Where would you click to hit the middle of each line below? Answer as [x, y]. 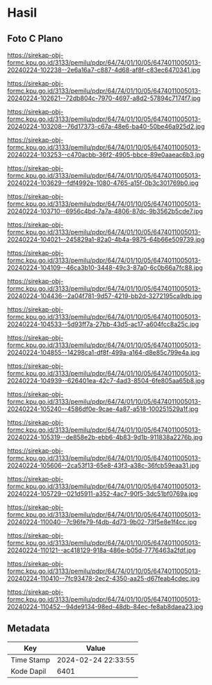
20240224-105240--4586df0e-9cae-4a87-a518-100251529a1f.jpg [103, 409]
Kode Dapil [28, 671]
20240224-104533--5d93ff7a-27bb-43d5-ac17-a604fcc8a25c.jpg [103, 324]
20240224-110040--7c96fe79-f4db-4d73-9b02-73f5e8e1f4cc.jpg [102, 522]
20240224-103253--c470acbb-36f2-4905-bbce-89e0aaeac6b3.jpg [106, 155]
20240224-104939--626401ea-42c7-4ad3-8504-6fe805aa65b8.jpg [106, 381]
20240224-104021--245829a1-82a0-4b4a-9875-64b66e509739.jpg [106, 239]
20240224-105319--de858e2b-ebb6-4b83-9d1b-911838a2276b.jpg [105, 437]
